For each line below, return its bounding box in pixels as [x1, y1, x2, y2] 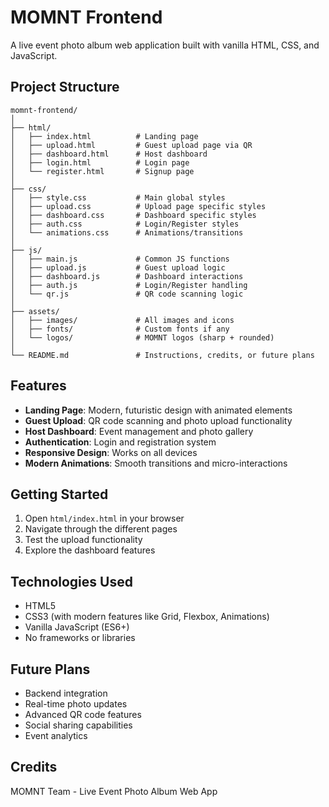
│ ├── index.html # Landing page [10, 131, 199, 141]
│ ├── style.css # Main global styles [10, 192, 226, 203]
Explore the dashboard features [24, 544, 156, 556]
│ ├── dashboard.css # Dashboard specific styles [10, 210, 257, 220]
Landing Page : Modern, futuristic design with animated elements [24, 404, 293, 416]
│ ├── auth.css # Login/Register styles [10, 219, 240, 229]
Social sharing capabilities [24, 719, 133, 731]
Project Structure [10, 79, 120, 96]
